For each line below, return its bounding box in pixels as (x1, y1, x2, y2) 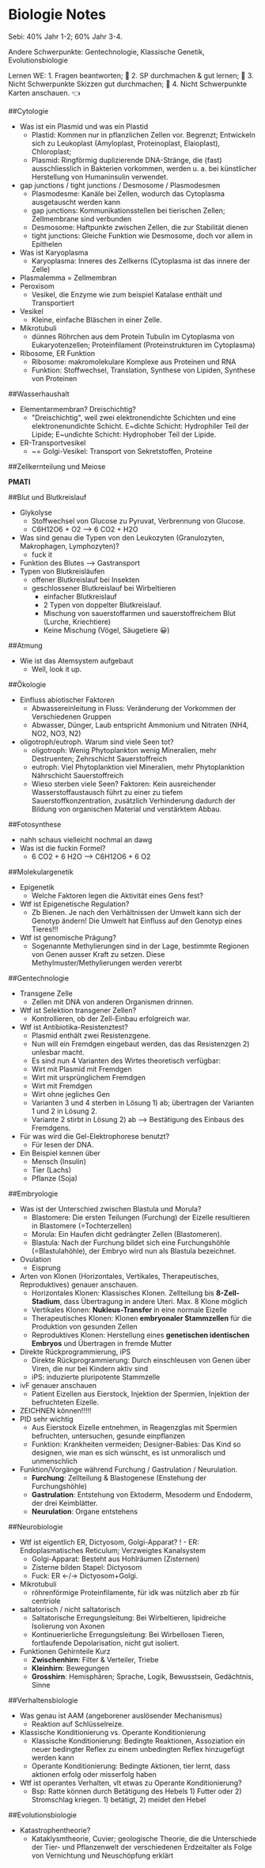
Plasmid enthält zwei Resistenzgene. (31, 1030, 151, 1040)
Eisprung (31, 1263, 61, 1272)
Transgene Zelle (19, 989, 73, 998)
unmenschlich (31, 1456, 78, 1465)
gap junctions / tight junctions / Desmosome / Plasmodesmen (19, 180, 221, 190)
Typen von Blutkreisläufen (19, 566, 105, 576)
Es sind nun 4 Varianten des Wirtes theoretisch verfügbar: (31, 1056, 221, 1065)
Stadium (31, 1296, 61, 1306)
